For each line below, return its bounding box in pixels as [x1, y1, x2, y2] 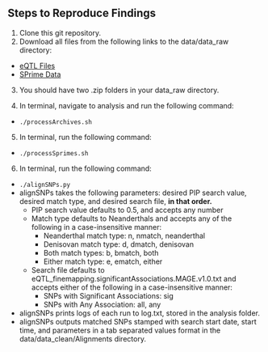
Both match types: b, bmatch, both [43, 248, 159, 257]
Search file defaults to [31, 265, 106, 274]
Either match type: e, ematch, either [43, 257, 163, 266]
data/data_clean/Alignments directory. [19, 333, 147, 343]
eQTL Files [19, 61, 56, 70]
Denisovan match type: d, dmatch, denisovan [43, 239, 195, 249]
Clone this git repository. [19, 28, 102, 37]
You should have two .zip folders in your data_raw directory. [19, 85, 220, 95]
